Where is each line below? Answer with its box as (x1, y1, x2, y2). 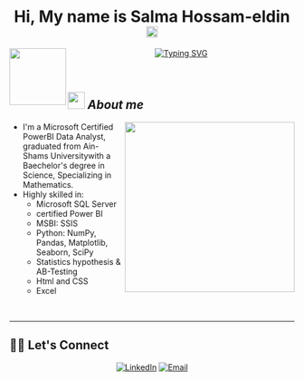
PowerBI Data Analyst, (22, 131, 107, 142)
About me (87, 97, 145, 112)
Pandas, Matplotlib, (35, 237, 109, 248)
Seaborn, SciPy (35, 247, 94, 258)
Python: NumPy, (35, 227, 97, 238)
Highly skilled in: (22, 189, 84, 200)
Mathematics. (22, 179, 74, 190)
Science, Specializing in (22, 170, 112, 181)
